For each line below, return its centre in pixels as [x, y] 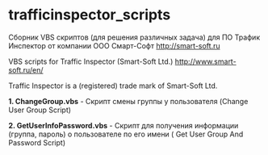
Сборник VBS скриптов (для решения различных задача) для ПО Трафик [134, 37]
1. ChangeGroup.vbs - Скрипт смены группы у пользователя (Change [128, 101]
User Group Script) [40, 110]
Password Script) [37, 142]
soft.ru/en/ [26, 69]
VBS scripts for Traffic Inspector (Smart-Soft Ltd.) [91, 61]
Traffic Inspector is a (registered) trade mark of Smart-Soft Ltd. [113, 86]
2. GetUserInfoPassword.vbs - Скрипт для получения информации [124, 125]
